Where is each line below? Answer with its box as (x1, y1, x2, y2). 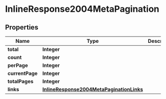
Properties (5, 23, 39, 32)
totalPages (7, 78, 34, 85)
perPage (7, 62, 28, 68)
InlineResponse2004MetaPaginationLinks (42, 86, 143, 93)
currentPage (7, 70, 38, 77)
